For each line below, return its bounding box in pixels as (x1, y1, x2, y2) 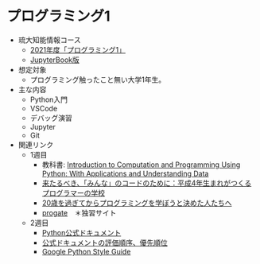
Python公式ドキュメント (41, 227, 122, 237)
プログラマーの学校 (41, 188, 106, 197)
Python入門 (29, 95, 68, 104)
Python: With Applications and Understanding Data (41, 169, 209, 178)
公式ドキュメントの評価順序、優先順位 (41, 238, 168, 247)
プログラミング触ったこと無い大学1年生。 (29, 75, 166, 84)
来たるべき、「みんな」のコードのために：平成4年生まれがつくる (41, 178, 252, 188)
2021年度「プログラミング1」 (29, 45, 126, 54)
